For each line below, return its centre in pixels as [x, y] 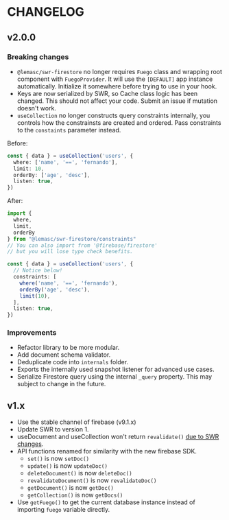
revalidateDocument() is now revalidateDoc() [92, 480]
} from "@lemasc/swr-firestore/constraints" [72, 239]
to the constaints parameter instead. [69, 130]
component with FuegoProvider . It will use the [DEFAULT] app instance [115, 79]
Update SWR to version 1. [53, 429]
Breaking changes [38, 57]
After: [15, 201]
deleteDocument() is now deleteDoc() [80, 473]
